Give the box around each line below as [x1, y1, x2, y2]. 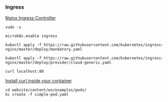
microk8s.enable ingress [5, 34, 58, 39]
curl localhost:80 [5, 69, 44, 74]
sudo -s [5, 25, 22, 30]
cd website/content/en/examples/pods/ [5, 87, 87, 93]
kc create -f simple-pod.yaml [5, 92, 69, 97]
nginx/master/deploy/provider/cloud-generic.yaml [5, 60, 112, 65]
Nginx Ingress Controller [5, 15, 57, 21]
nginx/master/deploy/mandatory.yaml [5, 47, 82, 52]
